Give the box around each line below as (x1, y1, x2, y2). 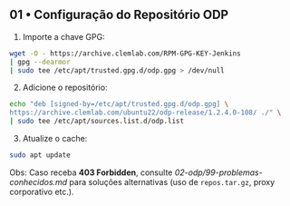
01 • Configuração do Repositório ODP (9, 7, 229, 23)
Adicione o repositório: (22, 82, 108, 93)
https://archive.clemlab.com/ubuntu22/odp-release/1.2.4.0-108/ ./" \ (9, 108, 282, 117)
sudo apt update (9, 151, 71, 160)
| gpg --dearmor (9, 57, 71, 66)
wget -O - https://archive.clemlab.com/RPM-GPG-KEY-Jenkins (9, 49, 242, 58)
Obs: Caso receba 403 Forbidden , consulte (9, 167, 173, 178)
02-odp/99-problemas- (174, 167, 263, 178)
